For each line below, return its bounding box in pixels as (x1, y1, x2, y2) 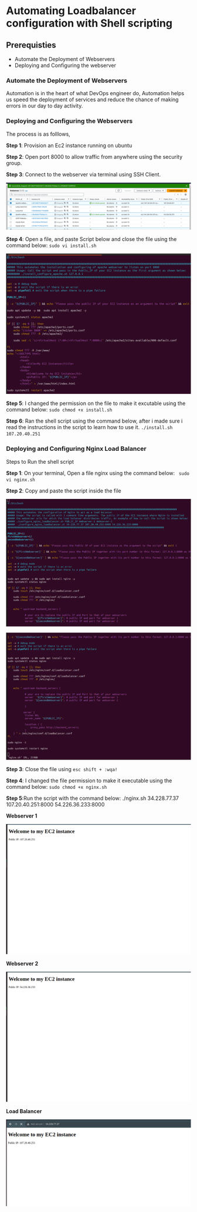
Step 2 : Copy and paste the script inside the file (6, 487, 121, 494)
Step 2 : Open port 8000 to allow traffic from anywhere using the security (6, 153, 183, 160)
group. (6, 159, 22, 166)
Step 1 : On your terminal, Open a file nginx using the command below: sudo (6, 469, 189, 477)
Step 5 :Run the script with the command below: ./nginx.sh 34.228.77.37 (6, 795, 179, 802)
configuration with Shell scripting (6, 16, 173, 30)
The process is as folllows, (6, 130, 70, 138)
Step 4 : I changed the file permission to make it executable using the (6, 777, 172, 784)
